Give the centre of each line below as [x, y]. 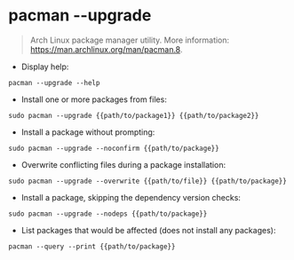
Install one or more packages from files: [94, 99]
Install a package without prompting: [88, 132]
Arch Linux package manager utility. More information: [130, 40]
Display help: [45, 67]
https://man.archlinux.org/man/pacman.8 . [106, 49]
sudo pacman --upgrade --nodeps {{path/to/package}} [108, 214]
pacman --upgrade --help [54, 83]
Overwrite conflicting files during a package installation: [123, 164]
